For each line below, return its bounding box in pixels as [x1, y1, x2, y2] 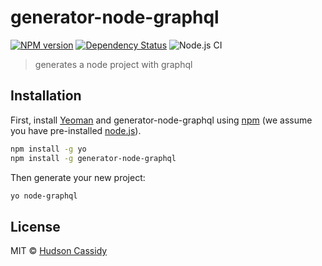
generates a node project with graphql [34, 58, 193, 70]
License [10, 218, 61, 235]
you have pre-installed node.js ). [10, 124, 142, 136]
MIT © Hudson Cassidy [10, 245, 108, 257]
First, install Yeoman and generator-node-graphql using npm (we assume [10, 114, 313, 126]
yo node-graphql [10, 191, 78, 201]
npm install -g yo [10, 144, 87, 154]
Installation [10, 87, 82, 105]
